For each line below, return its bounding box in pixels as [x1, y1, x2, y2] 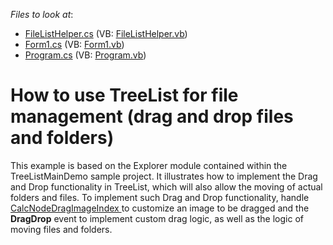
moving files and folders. [10, 223, 113, 235]
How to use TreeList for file [10, 84, 239, 107]
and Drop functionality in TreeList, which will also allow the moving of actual [10, 180, 323, 193]
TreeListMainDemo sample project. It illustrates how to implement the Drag [10, 170, 318, 182]
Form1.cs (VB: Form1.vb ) [24, 39, 125, 50]
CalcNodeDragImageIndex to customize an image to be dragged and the [10, 202, 310, 214]
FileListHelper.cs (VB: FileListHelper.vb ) [24, 28, 188, 39]
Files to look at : [10, 9, 74, 20]
